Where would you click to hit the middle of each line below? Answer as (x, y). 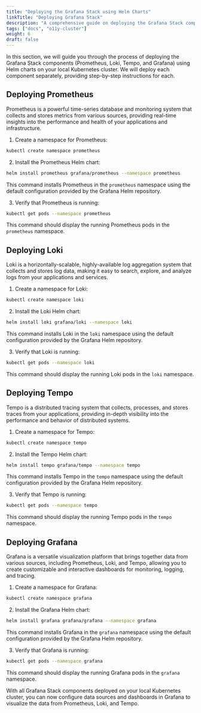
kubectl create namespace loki (45, 300)
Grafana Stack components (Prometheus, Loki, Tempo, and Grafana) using (98, 63)
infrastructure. (24, 128)
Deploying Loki (35, 250)
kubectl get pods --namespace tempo (52, 506)
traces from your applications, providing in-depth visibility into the (88, 413)
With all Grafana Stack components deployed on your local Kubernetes (94, 690)
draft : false (22, 40)
